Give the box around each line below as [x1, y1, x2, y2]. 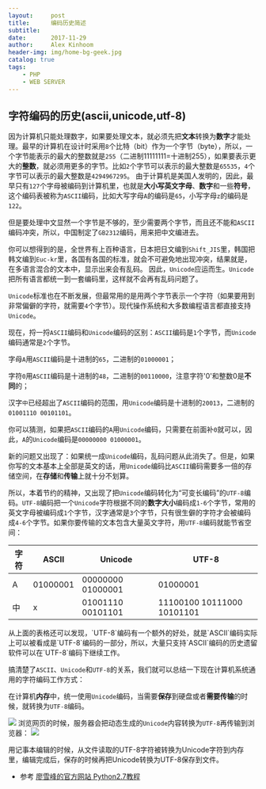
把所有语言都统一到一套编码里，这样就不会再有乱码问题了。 [8, 274, 203, 284]
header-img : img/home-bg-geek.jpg [8, 48, 123, 56]
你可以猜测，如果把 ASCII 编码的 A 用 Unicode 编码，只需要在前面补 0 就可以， [8, 425, 245, 434]
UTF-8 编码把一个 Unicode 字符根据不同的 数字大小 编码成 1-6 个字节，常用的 [22, 498, 256, 508]
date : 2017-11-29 [8, 33, 87, 42]
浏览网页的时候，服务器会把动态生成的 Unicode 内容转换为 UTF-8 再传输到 [17, 718, 248, 728]
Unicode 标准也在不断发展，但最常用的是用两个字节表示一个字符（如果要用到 [8, 291, 256, 301]
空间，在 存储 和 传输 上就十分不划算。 [14, 471, 133, 481]
